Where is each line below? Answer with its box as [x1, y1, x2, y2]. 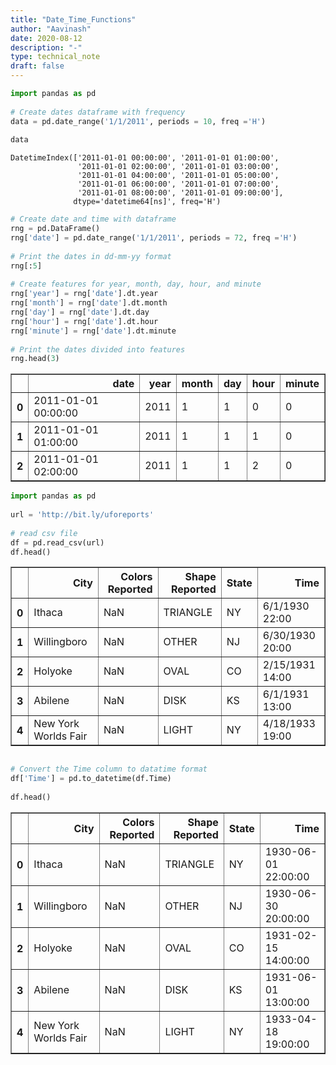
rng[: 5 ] [10, 261, 43, 271]
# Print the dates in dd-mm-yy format [10, 251, 172, 261]
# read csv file [10, 528, 78, 538]
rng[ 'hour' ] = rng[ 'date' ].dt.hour [10, 316, 159, 326]
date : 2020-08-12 [10, 33, 83, 43]
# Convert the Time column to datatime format [10, 764, 208, 775]
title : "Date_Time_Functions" [10, 14, 137, 25]
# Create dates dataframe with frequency [10, 107, 186, 117]
